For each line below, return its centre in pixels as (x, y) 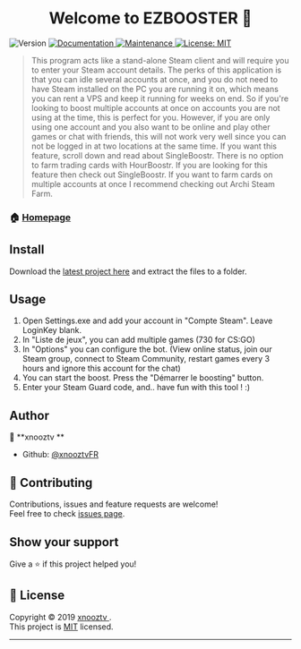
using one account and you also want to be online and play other (150, 127)
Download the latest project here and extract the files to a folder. (128, 271)
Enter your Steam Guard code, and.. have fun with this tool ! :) (136, 388)
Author (29, 415)
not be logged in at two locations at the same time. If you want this (154, 146)
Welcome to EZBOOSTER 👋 (150, 18)
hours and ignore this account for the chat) (101, 368)
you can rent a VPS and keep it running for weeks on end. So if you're (160, 98)
